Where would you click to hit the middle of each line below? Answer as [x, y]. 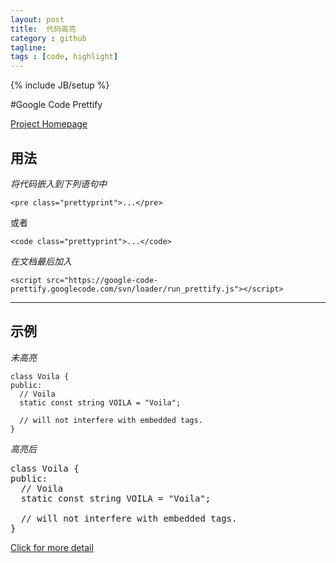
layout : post [37, 19]
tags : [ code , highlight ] [64, 57]
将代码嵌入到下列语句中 [58, 183]
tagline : [28, 47]
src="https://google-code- [102, 280]
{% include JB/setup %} [60, 85]
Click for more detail [52, 547]
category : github [48, 38]
